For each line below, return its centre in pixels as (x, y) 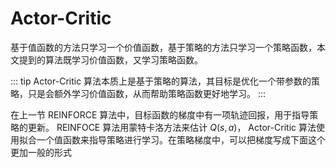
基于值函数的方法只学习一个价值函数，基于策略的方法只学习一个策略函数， (163, 47)
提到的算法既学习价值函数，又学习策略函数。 (110, 59)
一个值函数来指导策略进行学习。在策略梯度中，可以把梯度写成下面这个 (181, 139)
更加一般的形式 (41, 152)
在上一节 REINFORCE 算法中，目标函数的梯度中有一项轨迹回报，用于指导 (160, 114)
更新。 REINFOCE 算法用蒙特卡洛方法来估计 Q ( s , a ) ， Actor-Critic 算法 (172, 127)
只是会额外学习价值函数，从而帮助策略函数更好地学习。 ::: (147, 93)
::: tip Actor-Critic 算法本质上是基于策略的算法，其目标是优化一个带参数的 (161, 81)
